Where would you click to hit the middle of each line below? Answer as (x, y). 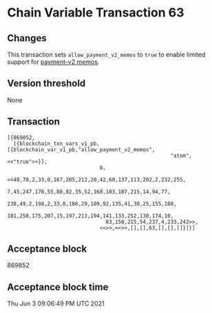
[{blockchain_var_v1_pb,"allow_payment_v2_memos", (81, 149)
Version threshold (46, 84)
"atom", (181, 155)
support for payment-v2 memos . (53, 62)
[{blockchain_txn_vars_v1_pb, (56, 143)
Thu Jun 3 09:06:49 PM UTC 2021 (56, 303)
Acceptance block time (58, 287)
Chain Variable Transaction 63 (96, 13)
